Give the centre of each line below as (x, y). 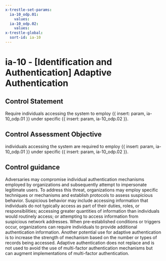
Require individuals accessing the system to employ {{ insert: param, (75, 113)
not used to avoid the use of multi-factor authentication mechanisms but (79, 248)
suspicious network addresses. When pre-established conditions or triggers (83, 221)
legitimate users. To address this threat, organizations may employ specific (82, 190)
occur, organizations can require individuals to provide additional (71, 227)
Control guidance (33, 167)
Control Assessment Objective (54, 134)
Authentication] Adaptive (58, 73)
